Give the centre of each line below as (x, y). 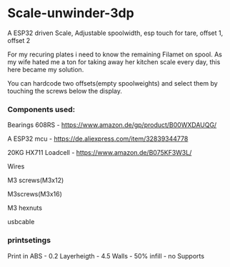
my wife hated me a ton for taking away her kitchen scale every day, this (114, 61)
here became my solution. (46, 69)
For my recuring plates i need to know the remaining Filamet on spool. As (115, 54)
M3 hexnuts (25, 208)
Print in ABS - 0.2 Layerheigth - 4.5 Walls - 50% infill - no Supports (106, 256)
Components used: (41, 109)
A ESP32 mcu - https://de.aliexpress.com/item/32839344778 (98, 139)
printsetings (29, 241)
